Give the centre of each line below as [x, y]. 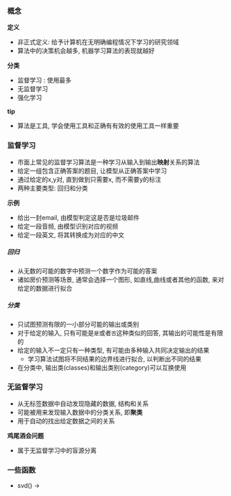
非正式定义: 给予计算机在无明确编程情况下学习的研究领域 [98, 42]
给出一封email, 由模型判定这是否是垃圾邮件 [78, 217]
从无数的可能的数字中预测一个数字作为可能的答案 [87, 271]
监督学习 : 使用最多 [44, 80]
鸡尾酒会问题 [25, 436]
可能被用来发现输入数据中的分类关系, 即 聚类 [80, 412]
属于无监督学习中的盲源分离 [57, 450]
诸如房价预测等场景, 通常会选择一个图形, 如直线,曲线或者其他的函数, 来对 [120, 280]
